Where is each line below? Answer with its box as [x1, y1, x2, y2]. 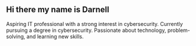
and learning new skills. [26, 32, 84, 40]
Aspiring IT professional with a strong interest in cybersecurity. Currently [6, 20, 183, 27]
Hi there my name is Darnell [6, 5, 109, 15]
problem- [167, 27, 191, 34]
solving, [6, 32, 25, 40]
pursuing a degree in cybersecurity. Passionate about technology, [6, 27, 166, 34]
